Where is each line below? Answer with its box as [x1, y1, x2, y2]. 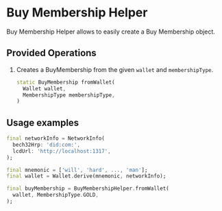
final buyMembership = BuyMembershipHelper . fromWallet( [6, 185, 169, 193]
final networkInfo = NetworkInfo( [6, 135, 106, 142]
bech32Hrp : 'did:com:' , [12, 141, 80, 148]
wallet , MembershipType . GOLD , [12, 192, 99, 199]
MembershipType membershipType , [23, 91, 115, 99]
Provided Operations [6, 47, 97, 59]
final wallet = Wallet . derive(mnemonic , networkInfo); [6, 173, 166, 179]
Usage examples [6, 116, 79, 128]
